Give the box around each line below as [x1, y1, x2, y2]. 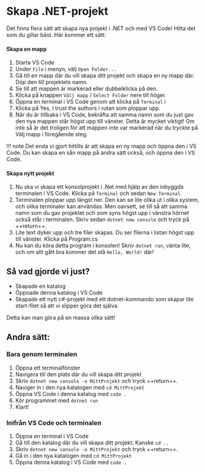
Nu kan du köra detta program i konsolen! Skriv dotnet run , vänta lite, [15, 242, 191, 249]
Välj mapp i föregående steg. [15, 131, 88, 138]
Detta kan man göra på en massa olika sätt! [6, 314, 116, 322]
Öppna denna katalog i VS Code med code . [15, 458, 127, 466]
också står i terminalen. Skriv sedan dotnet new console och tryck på [15, 216, 190, 223]
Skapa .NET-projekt [6, 4, 108, 18]
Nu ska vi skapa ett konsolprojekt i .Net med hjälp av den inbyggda [15, 183, 184, 191]
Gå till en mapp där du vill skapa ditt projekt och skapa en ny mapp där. [15, 72, 195, 79]
